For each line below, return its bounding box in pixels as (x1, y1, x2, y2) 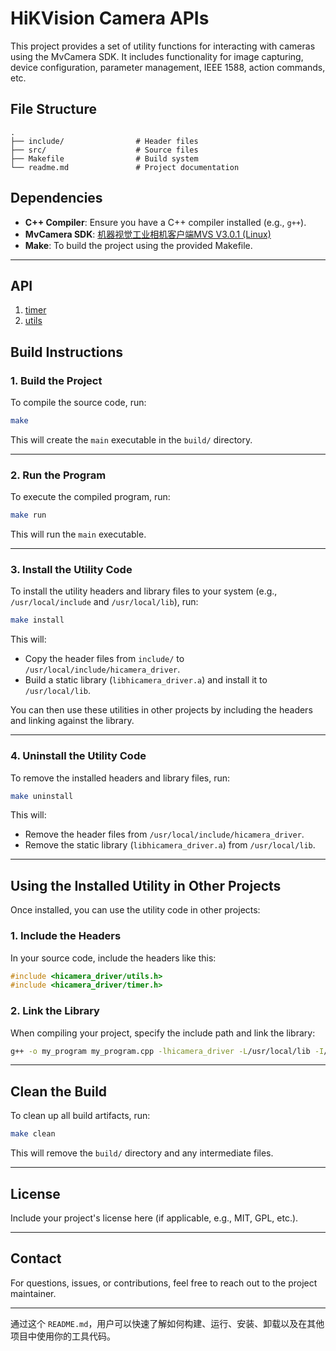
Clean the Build (10, 1083, 108, 1100)
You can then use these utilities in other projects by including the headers (10, 704, 313, 716)
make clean (10, 1129, 56, 1139)
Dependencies (10, 190, 103, 207)
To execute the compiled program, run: (10, 491, 171, 503)
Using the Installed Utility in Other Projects (10, 877, 282, 894)
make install (10, 615, 65, 626)
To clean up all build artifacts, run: (10, 1110, 151, 1122)
